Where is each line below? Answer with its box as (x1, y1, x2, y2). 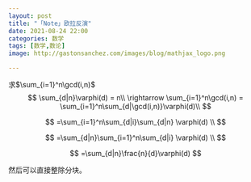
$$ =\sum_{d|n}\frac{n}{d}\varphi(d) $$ (69, 149, 202, 158)
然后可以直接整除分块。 (8, 165, 86, 175)
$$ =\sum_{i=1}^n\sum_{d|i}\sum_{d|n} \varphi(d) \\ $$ (45, 117, 226, 126)
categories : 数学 (8, 34, 65, 43)
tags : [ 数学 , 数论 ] (8, 42, 66, 50)
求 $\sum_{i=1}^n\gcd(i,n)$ (8, 80, 95, 89)
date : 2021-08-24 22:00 (8, 27, 89, 35)
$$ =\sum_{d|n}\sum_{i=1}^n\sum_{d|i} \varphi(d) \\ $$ (45, 133, 226, 142)
